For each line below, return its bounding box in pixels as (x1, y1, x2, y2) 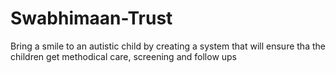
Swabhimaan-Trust (10, 7, 173, 30)
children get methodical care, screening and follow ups (10, 50, 238, 62)
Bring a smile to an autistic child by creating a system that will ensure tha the (10, 40, 326, 52)
